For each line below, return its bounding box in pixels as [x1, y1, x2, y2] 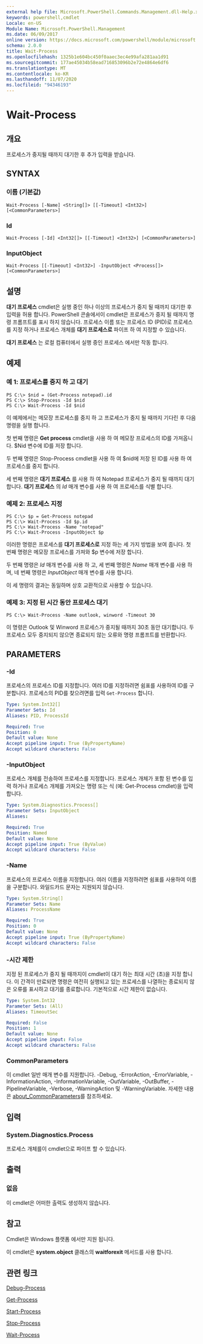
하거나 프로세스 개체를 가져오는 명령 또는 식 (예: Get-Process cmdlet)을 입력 [12, 782, 193, 790]
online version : [6, 37, 47, 43]
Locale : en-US [6, 20, 42, 26]
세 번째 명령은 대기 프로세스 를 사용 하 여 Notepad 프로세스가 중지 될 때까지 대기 [6, 475, 195, 482]
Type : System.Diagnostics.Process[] [6, 802, 98, 808]
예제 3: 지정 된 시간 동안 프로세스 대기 [6, 598, 108, 606]
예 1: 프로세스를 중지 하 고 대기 [6, 378, 89, 386]
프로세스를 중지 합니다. [6, 462, 60, 470]
